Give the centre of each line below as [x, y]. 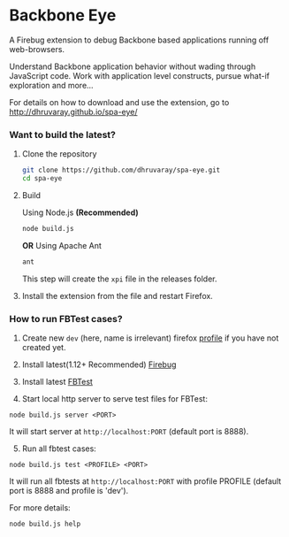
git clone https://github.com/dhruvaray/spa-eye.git [121, 170]
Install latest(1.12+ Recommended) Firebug [99, 364]
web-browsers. [37, 49]
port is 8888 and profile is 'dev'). [69, 491]
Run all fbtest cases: [59, 449]
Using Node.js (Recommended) [80, 212]
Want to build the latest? [63, 134]
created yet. [44, 348]
